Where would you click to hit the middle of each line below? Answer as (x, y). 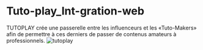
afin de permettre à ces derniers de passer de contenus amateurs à (91, 34)
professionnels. (26, 40)
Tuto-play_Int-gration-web (76, 11)
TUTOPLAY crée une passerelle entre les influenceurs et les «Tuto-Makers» (102, 28)
